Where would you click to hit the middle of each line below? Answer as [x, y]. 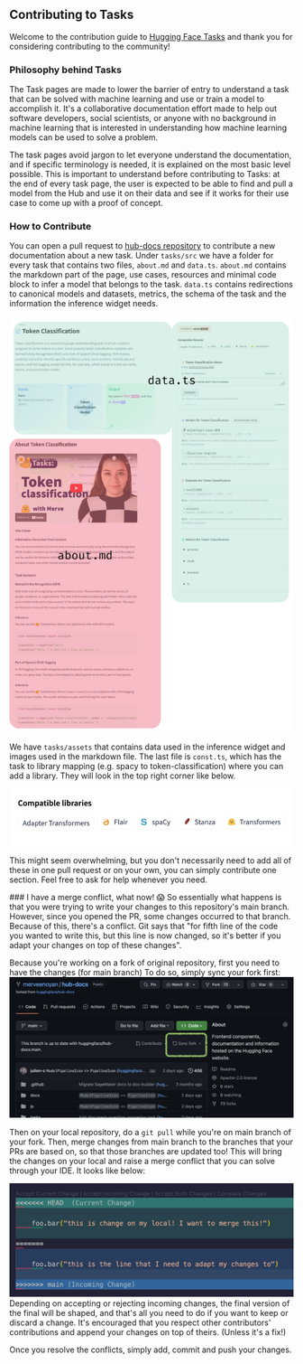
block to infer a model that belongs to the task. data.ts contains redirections [151, 285]
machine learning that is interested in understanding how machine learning [148, 128]
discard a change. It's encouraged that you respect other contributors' [140, 1322]
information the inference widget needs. [84, 304]
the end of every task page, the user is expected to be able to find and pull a [151, 183]
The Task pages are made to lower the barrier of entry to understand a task [150, 89]
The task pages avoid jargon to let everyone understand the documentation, [151, 155]
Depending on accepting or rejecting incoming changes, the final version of [150, 1303]
